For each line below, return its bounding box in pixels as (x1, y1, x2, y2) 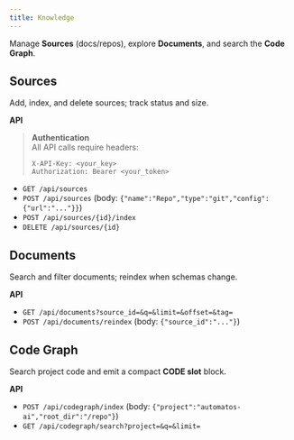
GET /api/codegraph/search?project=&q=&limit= (22, 422, 201, 431)
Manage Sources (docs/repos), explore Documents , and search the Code (9, 38, 286, 49)
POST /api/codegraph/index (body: (22, 401, 151, 412)
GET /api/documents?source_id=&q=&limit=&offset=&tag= (22, 308, 234, 317)
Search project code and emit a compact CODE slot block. (9, 366, 227, 377)
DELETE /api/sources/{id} (22, 223, 120, 233)
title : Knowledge (9, 13, 75, 23)
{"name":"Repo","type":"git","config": (120, 195, 270, 204)
